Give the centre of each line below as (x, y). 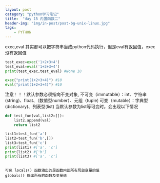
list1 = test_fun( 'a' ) (26, 134)
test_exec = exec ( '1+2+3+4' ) (32, 62)
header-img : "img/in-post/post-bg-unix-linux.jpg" (58, 23)
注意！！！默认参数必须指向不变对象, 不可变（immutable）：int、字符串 (76, 94)
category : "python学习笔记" (32, 14)
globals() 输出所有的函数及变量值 (36, 176)
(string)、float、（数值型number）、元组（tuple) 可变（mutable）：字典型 (77, 101)
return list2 (27, 125)
